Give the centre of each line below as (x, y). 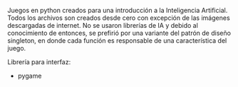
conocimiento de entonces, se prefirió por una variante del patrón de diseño (119, 33)
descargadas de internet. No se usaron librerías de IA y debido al (103, 25)
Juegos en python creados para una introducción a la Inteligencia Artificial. (118, 10)
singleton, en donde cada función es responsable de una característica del (117, 41)
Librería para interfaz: (39, 62)
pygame (30, 76)
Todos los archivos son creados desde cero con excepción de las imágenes (119, 18)
